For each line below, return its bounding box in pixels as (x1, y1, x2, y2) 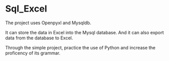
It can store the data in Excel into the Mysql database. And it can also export (5, 29, 164, 35)
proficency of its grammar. (5, 50, 61, 56)
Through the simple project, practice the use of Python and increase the (5, 44, 156, 50)
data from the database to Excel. (5, 35, 73, 41)
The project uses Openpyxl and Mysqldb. (5, 20, 92, 26)
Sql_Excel (5, 3, 47, 15)
